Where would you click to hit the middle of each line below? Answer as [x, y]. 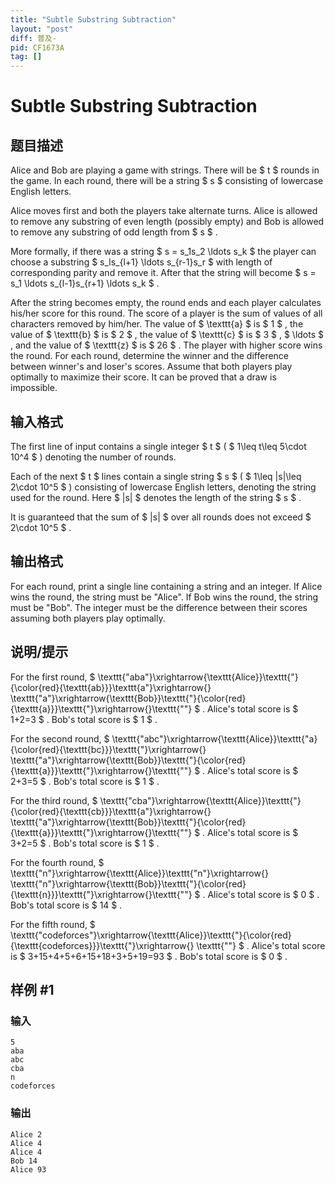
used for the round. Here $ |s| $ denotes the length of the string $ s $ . [156, 497]
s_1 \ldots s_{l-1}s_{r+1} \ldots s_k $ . [85, 283]
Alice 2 [26, 1134]
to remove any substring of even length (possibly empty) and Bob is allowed [167, 222]
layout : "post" [42, 29]
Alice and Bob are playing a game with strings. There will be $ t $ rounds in [165, 170]
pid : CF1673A [37, 47]
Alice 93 [28, 1169]
